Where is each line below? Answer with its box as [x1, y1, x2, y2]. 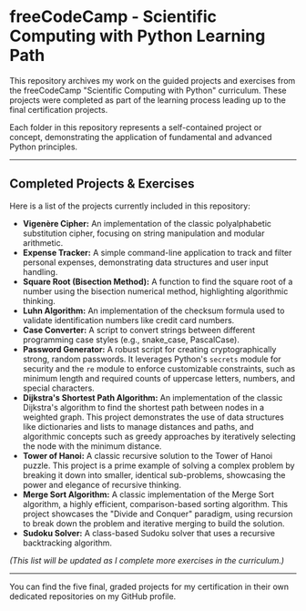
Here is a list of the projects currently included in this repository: [9, 200, 250, 211]
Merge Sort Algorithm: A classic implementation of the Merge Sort [22, 489, 275, 500]
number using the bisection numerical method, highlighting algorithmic [22, 285, 289, 297]
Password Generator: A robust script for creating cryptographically [22, 343, 277, 354]
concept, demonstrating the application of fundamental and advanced [9, 131, 272, 142]
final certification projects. [9, 104, 108, 115]
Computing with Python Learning [9, 25, 266, 46]
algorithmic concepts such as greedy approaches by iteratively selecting [22, 431, 296, 442]
